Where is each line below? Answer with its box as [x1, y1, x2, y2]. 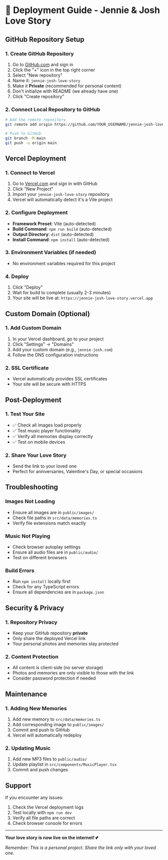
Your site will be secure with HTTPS [12, 381, 86, 387]
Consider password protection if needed [12, 675, 96, 681]
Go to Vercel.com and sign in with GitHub [12, 180, 97, 187]
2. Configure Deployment [5, 209, 68, 216]
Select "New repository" [12, 72, 63, 78]
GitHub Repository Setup [5, 35, 84, 44]
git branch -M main [5, 135, 46, 141]
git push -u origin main [5, 140, 57, 145]
